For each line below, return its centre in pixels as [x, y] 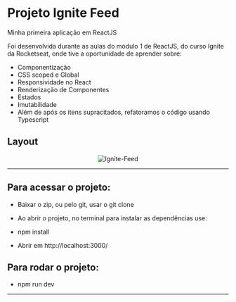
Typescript [33, 119]
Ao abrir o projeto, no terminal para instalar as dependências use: [112, 218]
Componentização [44, 67]
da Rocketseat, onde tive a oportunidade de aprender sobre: [95, 54]
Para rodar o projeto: [53, 267]
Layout [23, 142]
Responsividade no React [54, 82]
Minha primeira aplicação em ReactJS [62, 32]
